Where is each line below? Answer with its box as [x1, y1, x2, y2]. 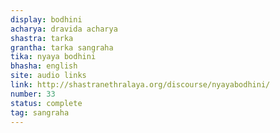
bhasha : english [10, 61, 78, 71]
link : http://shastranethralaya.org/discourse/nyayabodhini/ [10, 80, 271, 90]
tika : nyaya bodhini [10, 52, 97, 62]
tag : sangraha [10, 107, 70, 118]
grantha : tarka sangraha [10, 42, 114, 53]
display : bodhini [10, 14, 83, 25]
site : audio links [10, 71, 87, 81]
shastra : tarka [10, 33, 74, 43]
